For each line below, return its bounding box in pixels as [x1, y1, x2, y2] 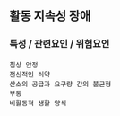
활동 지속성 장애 [9, 8, 91, 24]
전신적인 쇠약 [9, 70, 51, 79]
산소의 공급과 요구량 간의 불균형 [9, 79, 112, 88]
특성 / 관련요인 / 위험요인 [9, 38, 110, 50]
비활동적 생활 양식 [9, 98, 67, 108]
